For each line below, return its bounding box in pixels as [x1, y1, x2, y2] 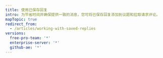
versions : [5, 31, 26, 36]
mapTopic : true [5, 17, 37, 22]
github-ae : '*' [10, 45, 42, 50]
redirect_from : [5, 21, 37, 27]
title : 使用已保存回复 [5, 7, 48, 13]
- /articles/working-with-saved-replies [10, 26, 96, 31]
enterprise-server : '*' [10, 40, 60, 45]
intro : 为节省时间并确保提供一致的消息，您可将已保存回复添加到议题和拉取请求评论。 [5, 12, 160, 17]
